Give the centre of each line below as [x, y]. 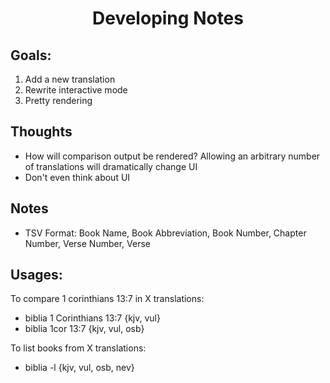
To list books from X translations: [78, 348]
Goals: [31, 55]
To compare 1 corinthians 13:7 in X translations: [107, 299]
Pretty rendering [58, 100]
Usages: [36, 275]
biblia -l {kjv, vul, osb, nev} [79, 368]
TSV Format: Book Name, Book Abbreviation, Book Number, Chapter [165, 233]
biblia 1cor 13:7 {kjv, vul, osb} [84, 329]
